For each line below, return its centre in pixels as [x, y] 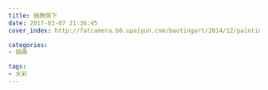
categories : [28, 45]
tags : [17, 67]
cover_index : [30, 30]
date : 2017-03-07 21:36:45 [53, 23]
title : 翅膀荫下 [33, 16]
